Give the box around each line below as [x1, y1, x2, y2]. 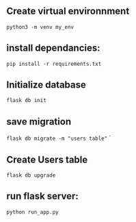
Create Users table [6, 153, 88, 165]
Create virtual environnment [6, 5, 130, 17]
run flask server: [6, 190, 79, 202]
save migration [6, 116, 72, 127]
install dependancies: [6, 42, 100, 54]
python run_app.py [6, 208, 59, 215]
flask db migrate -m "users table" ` [6, 134, 111, 143]
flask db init [6, 97, 47, 104]
